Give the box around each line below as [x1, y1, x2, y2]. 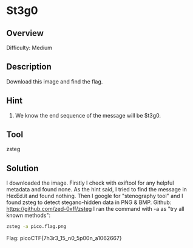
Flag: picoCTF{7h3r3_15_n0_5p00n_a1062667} [6, 235, 123, 242]
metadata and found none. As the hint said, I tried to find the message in [6, 186, 187, 193]
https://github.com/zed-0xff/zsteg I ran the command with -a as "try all [6, 205, 185, 213]
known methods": [6, 211, 50, 219]
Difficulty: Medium [6, 44, 53, 51]
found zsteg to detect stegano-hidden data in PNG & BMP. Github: [6, 199, 172, 206]
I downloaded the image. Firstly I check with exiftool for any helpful [6, 179, 174, 186]
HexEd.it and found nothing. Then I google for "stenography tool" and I [6, 193, 183, 200]
